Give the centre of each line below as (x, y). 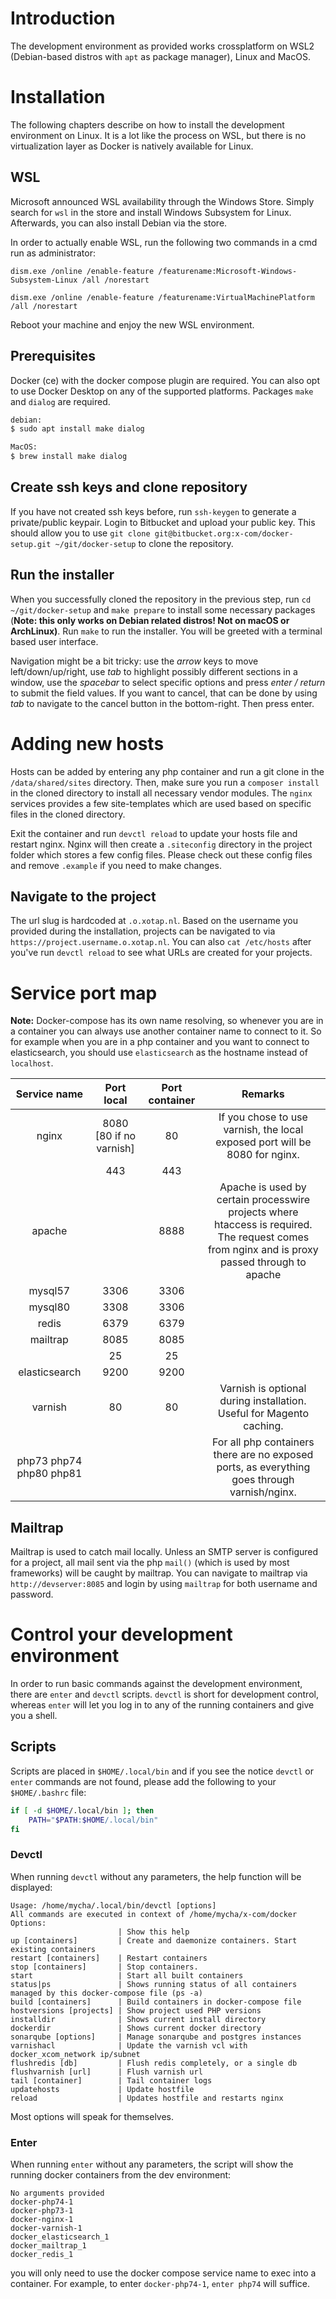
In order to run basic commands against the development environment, (156, 1684)
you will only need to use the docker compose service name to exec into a (163, 2273)
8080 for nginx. (263, 1155)
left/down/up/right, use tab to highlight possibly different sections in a (154, 671)
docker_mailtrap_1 (48, 2246)
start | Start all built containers (127, 1975)
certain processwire (263, 1200)
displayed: (31, 1887)
